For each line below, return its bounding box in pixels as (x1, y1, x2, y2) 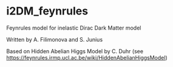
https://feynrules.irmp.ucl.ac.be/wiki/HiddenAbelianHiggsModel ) (6, 54, 168, 61)
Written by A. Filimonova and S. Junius (6, 36, 103, 43)
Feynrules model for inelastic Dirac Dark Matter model (6, 24, 141, 31)
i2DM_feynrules (6, 4, 89, 18)
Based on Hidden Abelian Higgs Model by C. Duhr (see (6, 47, 144, 55)
